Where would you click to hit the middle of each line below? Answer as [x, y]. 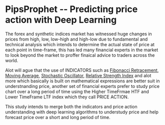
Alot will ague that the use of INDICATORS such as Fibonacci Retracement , [82, 70]
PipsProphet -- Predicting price [71, 9]
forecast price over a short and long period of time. [58, 117]
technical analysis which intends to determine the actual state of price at [80, 44]
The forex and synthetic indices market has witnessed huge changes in [79, 34]
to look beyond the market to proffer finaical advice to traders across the [80, 55]
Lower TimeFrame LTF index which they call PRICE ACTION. [67, 97]
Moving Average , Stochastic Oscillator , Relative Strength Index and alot [78, 75]
